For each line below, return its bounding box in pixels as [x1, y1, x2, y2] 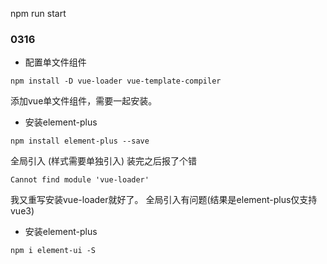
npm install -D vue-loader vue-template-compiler [10, 76, 222, 87]
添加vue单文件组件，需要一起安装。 [10, 95, 158, 107]
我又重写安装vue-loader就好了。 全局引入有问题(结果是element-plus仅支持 [10, 194, 318, 206]
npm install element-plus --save [10, 136, 150, 147]
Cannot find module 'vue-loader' [10, 175, 150, 185]
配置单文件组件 [24, 56, 87, 68]
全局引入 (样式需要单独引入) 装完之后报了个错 [10, 155, 198, 167]
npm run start [10, 8, 67, 19]
